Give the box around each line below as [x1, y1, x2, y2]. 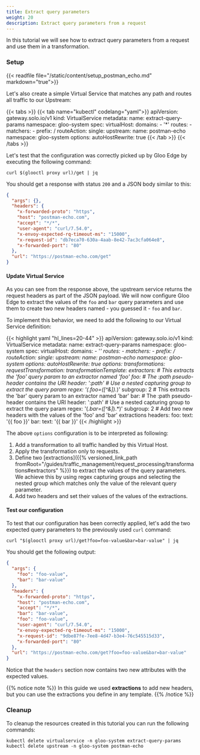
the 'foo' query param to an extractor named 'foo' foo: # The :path [6, 373, 171, 381]
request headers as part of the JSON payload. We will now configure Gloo [6, 292, 190, 299]
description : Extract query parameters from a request [6, 20, 147, 26]
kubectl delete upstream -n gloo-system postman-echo [6, 743, 144, 749]
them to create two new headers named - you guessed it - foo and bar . [6, 305, 182, 312]
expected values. [6, 673, 49, 680]
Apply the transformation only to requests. [14, 447, 120, 455]
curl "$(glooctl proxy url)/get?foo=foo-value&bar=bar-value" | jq [6, 538, 179, 544]
